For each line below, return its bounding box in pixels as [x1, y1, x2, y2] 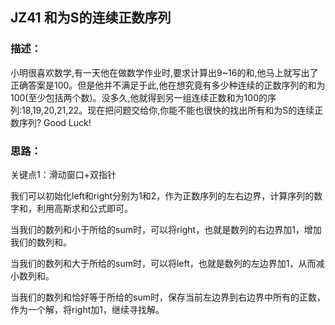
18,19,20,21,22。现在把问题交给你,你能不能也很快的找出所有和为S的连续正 [21, 104, 324, 116]
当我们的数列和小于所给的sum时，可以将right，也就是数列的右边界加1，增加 [10, 223, 322, 235]
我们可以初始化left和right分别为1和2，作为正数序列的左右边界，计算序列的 [10, 189, 315, 202]
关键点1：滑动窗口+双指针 [10, 168, 117, 180]
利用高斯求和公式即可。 [36, 202, 133, 214]
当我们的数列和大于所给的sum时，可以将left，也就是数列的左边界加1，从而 [10, 257, 317, 269]
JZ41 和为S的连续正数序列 [10, 9, 172, 27]
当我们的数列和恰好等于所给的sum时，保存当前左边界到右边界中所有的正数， [10, 291, 326, 303]
